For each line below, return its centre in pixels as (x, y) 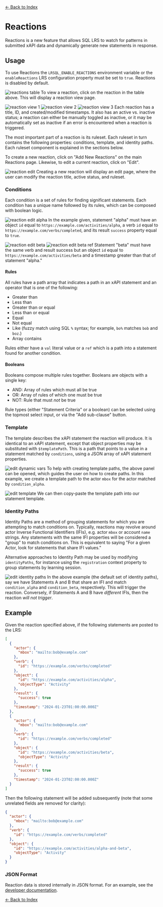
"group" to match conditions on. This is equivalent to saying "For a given (78, 543)
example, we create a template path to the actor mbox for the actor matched (80, 479)
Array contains (27, 339)
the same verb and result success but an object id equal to (64, 250)
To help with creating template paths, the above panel (101, 468)
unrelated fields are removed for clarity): (45, 803)
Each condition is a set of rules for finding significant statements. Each (76, 200)
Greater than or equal (34, 307)
